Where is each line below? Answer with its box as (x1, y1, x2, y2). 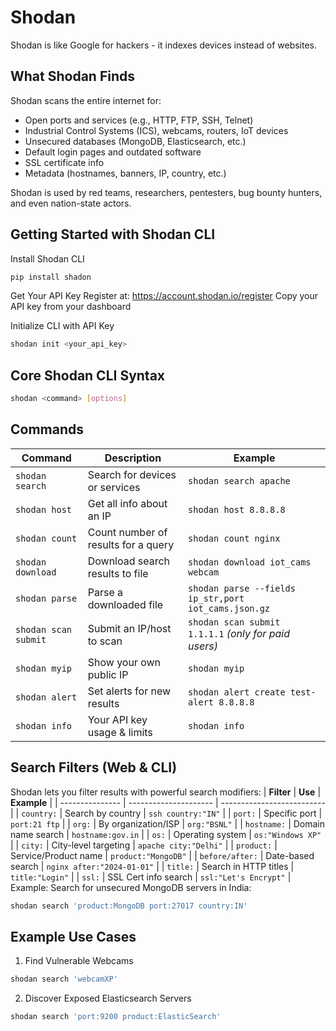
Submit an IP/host (87, 621, 172, 635)
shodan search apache (188, 475, 291, 486)
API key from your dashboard (10, 301, 132, 313)
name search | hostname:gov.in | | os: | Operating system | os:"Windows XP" (10, 828, 322, 840)
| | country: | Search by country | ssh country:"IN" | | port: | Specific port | (10, 807, 323, 819)
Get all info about (87, 496, 168, 510)
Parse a (87, 585, 123, 599)
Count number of (87, 525, 168, 539)
